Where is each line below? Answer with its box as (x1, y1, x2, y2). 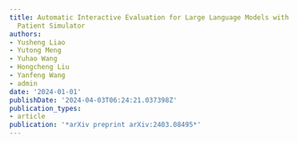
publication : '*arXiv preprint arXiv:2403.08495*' (9, 121, 202, 130)
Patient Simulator (17, 21, 87, 30)
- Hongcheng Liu (9, 63, 70, 72)
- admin (9, 79, 38, 88)
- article (9, 112, 46, 121)
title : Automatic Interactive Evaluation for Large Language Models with (9, 12, 290, 22)
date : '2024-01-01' (9, 87, 82, 96)
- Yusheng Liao (9, 37, 66, 47)
